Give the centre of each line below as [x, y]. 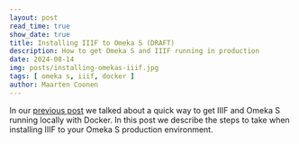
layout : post [34, 18]
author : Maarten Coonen [54, 85]
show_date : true [40, 34]
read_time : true [40, 26]
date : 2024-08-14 [42, 59]
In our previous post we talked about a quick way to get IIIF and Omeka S [145, 110]
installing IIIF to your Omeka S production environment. [111, 129]
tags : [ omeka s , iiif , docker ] [72, 76]
